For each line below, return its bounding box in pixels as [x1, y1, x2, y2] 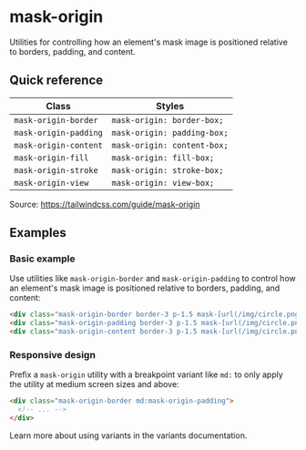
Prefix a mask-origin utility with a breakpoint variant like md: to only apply [9, 369, 284, 380]
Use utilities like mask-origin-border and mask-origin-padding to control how [9, 273, 296, 284]
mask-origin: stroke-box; [111, 165, 224, 175]
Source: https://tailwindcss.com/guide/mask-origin [9, 199, 200, 210]
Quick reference [9, 73, 104, 88]
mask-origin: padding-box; [111, 128, 229, 138]
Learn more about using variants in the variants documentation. [9, 430, 248, 441]
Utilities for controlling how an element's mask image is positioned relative [9, 36, 289, 47]
